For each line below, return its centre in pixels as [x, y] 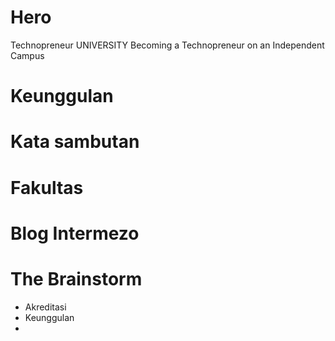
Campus [27, 55]
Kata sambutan [75, 142]
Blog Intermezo [75, 233]
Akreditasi [45, 307]
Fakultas [47, 187]
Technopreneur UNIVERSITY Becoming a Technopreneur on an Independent [167, 45]
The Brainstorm [76, 278]
